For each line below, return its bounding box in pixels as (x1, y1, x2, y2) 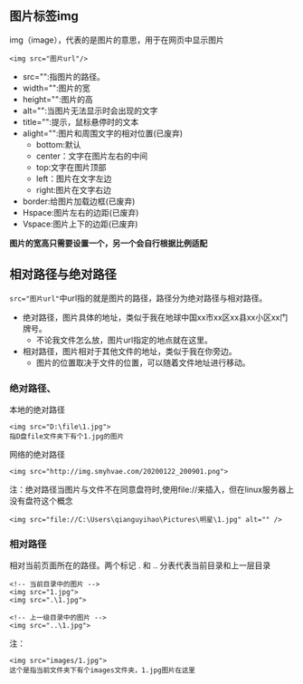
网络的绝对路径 (9, 448, 65, 459)
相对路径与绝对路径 (9, 266, 117, 283)
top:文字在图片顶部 (35, 161, 107, 172)
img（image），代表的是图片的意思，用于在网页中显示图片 (9, 34, 224, 45)
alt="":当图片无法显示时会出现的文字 (22, 105, 158, 116)
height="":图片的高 (22, 93, 93, 104)
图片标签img (9, 8, 80, 24)
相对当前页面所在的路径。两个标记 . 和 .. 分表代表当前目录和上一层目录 (9, 560, 271, 571)
